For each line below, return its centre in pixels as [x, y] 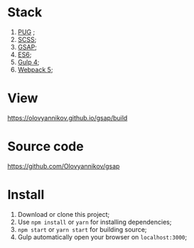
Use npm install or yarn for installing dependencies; [95, 222]
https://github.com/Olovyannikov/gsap [64, 166]
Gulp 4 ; [28, 62]
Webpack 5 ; [35, 69]
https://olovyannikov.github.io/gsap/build [68, 118]
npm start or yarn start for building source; [82, 229]
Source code [45, 147]
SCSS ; [27, 39]
